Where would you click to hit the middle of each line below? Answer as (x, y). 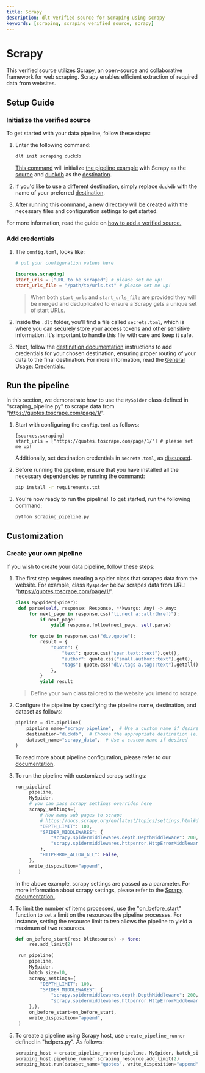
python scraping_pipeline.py (52, 517)
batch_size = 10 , (48, 972)
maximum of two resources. (50, 928)
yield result (56, 682)
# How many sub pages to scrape (81, 815)
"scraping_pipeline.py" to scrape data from (60, 406)
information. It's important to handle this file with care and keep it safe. (104, 335)
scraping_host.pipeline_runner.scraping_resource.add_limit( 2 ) (97, 1059)
